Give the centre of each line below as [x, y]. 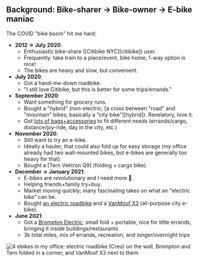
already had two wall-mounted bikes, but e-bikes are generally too [105, 152]
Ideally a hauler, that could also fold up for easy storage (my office [105, 146]
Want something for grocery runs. [65, 102]
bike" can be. [40, 196]
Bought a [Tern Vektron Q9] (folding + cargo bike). [85, 165]
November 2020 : [36, 133]
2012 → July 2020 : [38, 45]
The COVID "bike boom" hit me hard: [51, 33]
